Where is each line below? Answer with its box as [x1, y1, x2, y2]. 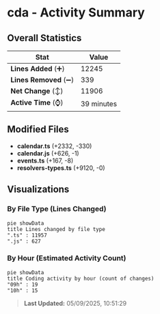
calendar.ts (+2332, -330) [16, 142, 92, 150]
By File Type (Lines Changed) [7, 204, 107, 214]
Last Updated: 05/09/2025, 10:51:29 [23, 299, 127, 307]
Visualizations [7, 184, 70, 195]
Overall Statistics [7, 32, 82, 44]
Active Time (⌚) [10, 98, 64, 107]
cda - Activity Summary [7, 5, 145, 21]
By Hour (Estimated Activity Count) [7, 254, 126, 263]
